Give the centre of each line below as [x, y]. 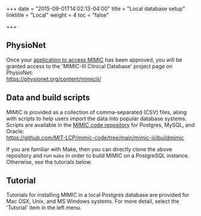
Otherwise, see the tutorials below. [49, 162]
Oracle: [15, 131]
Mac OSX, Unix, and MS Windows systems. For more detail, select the [93, 201]
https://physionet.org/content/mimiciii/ [54, 79]
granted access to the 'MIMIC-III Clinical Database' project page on [89, 66]
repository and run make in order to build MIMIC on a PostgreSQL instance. [98, 156]
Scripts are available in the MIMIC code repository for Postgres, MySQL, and [100, 124]
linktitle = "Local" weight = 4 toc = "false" [58, 15]
